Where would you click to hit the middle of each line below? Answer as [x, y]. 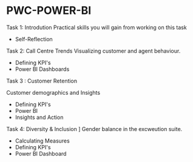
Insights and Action [39, 117]
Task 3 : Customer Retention [42, 81]
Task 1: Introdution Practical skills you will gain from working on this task [96, 27]
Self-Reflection [34, 39]
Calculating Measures [42, 141]
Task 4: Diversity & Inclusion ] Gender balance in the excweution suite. [94, 129]
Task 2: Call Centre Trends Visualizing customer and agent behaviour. [93, 51]
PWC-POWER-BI [49, 11]
